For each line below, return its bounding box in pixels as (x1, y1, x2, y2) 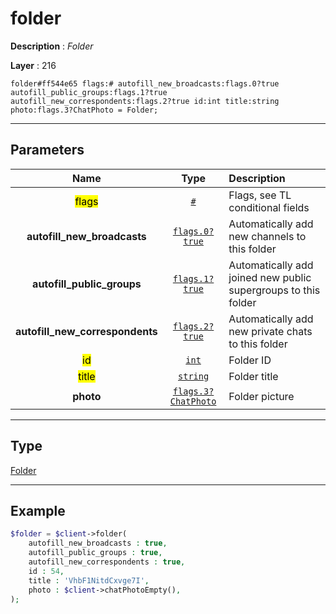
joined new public (228, 270, 312, 284)
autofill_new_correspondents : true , (28, 557, 186, 567)
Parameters (10, 142, 85, 159)
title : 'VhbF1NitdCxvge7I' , (28, 575, 150, 586)
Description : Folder (10, 40, 94, 52)
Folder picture (228, 389, 295, 403)
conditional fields (228, 200, 310, 214)
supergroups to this (228, 283, 321, 297)
